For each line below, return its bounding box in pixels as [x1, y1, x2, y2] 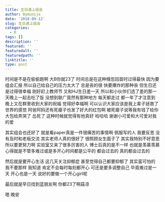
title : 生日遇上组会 [5, 7, 43, 12]
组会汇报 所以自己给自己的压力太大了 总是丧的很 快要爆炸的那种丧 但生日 [5, 82, 153, 88]
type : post [5, 62, 28, 67]
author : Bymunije [5, 12, 41, 17]
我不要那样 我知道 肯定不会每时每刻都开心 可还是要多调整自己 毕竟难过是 [5, 165, 153, 171]
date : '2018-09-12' [5, 16, 45, 21]
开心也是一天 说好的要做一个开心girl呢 [10, 171, 88, 177]
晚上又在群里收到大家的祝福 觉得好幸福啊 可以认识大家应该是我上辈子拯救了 [5, 101, 159, 107]
